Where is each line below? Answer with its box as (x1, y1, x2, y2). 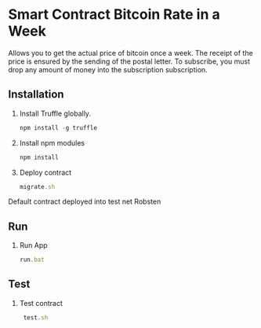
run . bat (19, 256, 45, 264)
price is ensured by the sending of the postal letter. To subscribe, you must (8, 57, 251, 66)
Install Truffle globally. (19, 109, 92, 118)
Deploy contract (19, 168, 72, 177)
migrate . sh (19, 182, 56, 190)
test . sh (23, 313, 49, 322)
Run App (19, 241, 49, 250)
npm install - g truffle (19, 123, 98, 131)
